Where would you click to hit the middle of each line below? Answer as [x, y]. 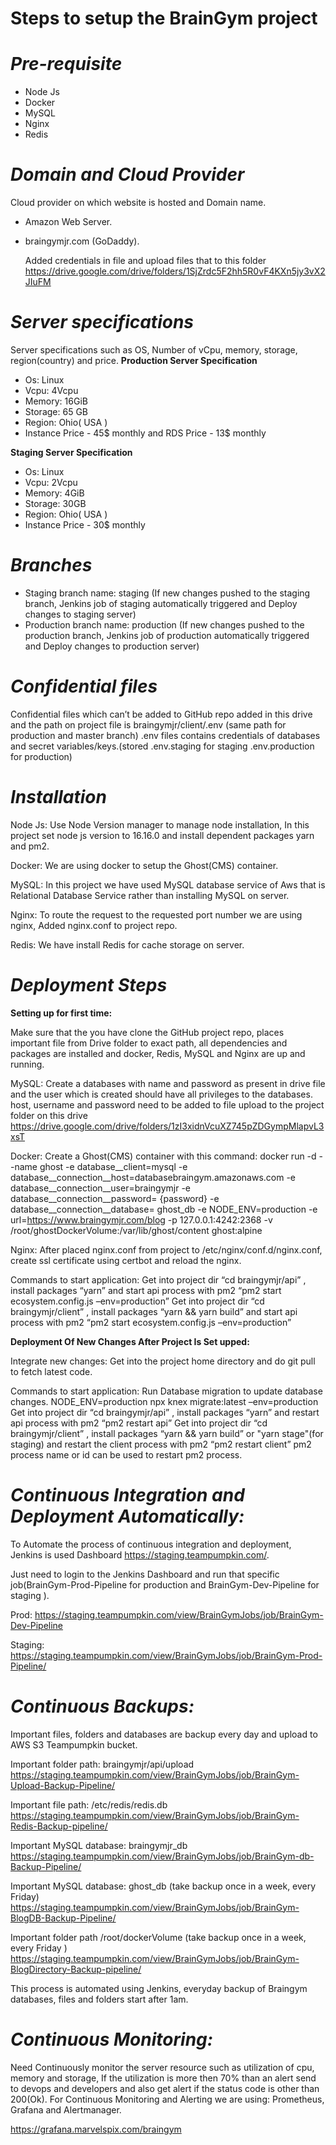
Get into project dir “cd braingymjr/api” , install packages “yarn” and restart [165, 1412]
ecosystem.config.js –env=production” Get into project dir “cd [137, 1301]
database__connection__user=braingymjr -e [100, 1188]
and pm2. [30, 846]
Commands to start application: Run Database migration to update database [166, 1391]
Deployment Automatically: [127, 1516]
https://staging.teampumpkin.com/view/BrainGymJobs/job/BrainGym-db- [162, 1856]
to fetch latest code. [51, 1371]
